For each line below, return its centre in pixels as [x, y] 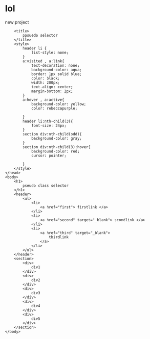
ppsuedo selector [40, 35]
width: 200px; [45, 82]
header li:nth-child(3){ [48, 121]
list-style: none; [50, 52]
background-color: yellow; [59, 104]
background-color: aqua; [56, 70]
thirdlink [59, 237]
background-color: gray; [56, 138]
